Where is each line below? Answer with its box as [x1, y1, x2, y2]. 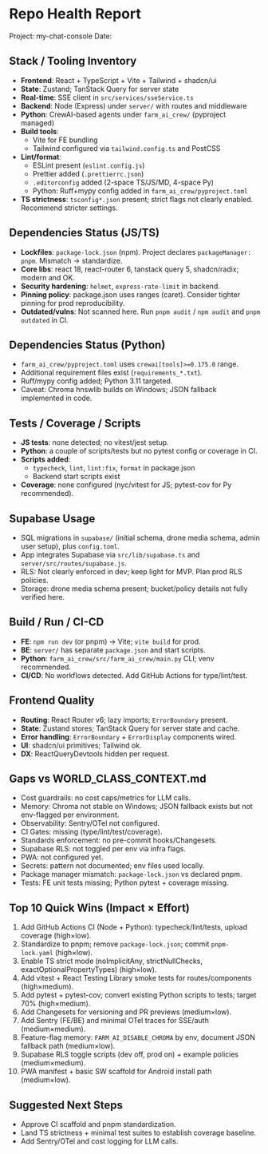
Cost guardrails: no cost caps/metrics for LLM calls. [20, 793, 191, 803]
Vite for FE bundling [32, 135, 98, 145]
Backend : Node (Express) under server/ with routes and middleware [20, 101, 247, 110]
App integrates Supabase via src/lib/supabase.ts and [20, 550, 200, 559]
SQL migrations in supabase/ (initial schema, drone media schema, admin [20, 533, 260, 542]
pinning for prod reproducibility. [20, 298, 125, 307]
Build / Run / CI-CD [9, 616, 104, 629]
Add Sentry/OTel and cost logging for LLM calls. [20, 1136, 179, 1146]
